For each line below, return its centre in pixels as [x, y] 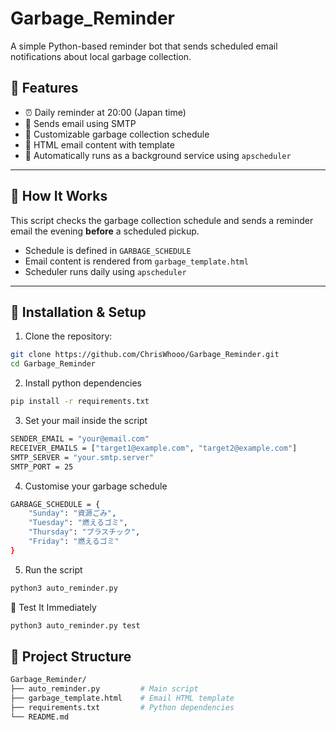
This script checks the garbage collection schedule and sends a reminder [162, 220]
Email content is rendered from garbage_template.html [136, 261]
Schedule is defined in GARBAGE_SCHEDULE [108, 250]
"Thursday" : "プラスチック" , [84, 532]
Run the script [53, 569]
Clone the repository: [68, 336]
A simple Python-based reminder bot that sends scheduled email [144, 46]
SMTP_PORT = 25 [42, 467]
